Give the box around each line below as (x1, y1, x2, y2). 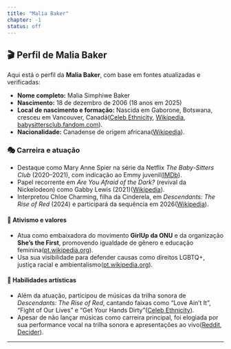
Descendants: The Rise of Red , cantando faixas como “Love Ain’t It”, (16, 298, 211, 306)
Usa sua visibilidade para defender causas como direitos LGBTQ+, (16, 253, 205, 261)
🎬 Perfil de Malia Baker (7, 49, 107, 60)
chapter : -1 (7, 16, 41, 23)
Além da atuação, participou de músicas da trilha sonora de (16, 291, 186, 300)
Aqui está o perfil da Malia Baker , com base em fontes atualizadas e (7, 71, 201, 79)
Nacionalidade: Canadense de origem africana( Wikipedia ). (16, 128, 185, 136)
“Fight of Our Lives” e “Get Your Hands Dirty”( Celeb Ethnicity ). (16, 306, 195, 314)
